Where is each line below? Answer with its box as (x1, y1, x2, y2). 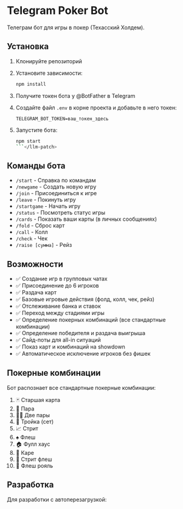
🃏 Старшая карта (15, 396, 60, 403)
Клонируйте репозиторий (15, 57, 83, 64)
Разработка (7, 480, 54, 490)
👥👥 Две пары (15, 411, 50, 418)
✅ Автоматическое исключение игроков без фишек (15, 350, 151, 357)
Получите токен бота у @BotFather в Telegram (15, 92, 136, 99)
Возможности (7, 259, 63, 269)
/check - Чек (15, 235, 48, 242)
